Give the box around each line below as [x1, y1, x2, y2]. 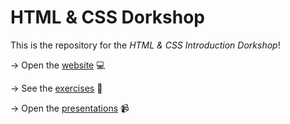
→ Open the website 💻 [10, 59, 106, 71]
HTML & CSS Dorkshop [10, 6, 206, 29]
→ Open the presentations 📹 [10, 102, 130, 114]
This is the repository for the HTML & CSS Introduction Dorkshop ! [10, 39, 281, 51]
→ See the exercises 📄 [10, 82, 103, 94]
